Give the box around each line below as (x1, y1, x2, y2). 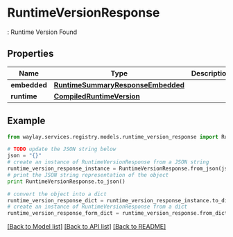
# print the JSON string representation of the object (7, 171, 169, 178)
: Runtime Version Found (7, 28, 78, 36)
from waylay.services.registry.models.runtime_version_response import (7, 133, 218, 140)
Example (7, 115, 46, 127)
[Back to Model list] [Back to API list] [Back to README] (7, 222, 166, 231)
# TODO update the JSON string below (7, 146, 116, 153)
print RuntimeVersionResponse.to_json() (7, 178, 126, 185)
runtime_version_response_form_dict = (7, 210, 119, 217)
